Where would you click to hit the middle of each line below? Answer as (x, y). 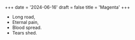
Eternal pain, (25, 22)
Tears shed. (24, 33)
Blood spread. (27, 27)
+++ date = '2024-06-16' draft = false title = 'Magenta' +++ (67, 7)
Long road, (23, 17)
